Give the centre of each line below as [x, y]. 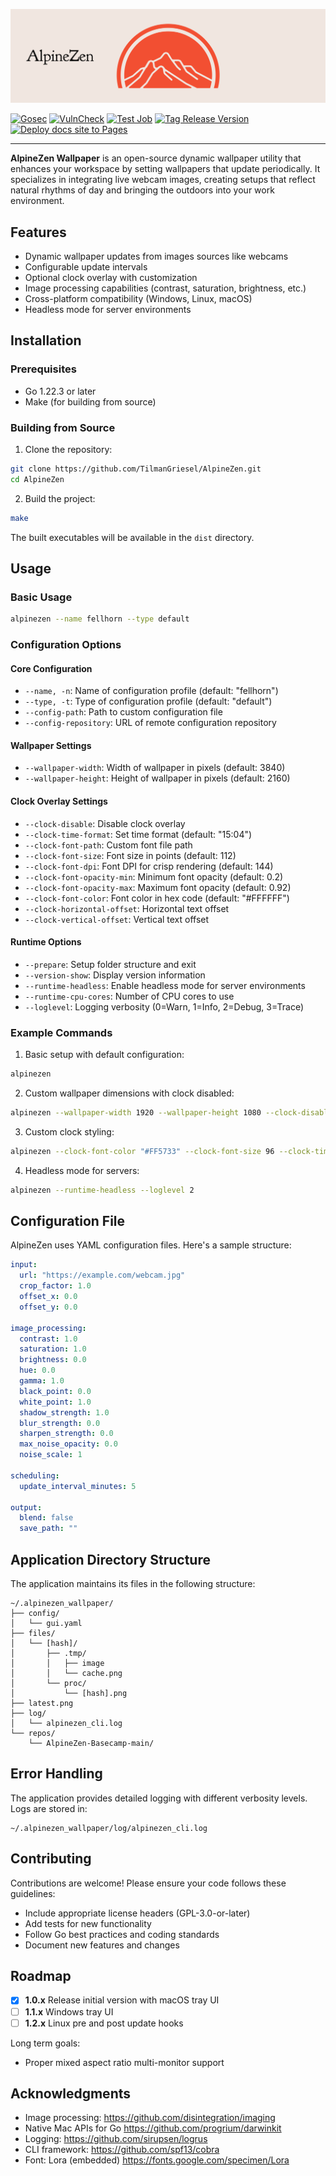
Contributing [51, 1859]
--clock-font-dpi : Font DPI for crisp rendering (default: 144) [149, 866]
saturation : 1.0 [53, 1349]
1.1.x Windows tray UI [69, 2011]
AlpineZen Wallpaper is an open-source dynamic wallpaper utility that [156, 158]
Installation [46, 340]
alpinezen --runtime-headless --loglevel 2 [102, 1190]
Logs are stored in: [49, 1808]
